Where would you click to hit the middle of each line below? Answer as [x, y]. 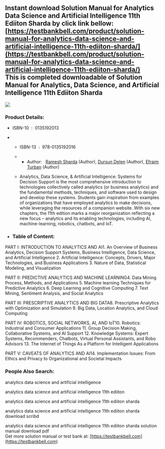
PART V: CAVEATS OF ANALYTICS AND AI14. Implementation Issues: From [80, 353]
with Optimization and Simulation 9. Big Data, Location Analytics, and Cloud [82, 308]
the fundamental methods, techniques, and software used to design [88, 192]
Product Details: [25, 117]
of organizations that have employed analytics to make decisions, [86, 203]
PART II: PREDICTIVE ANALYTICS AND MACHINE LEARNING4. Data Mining [81, 277]
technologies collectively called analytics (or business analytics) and [89, 187]
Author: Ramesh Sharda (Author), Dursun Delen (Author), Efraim [93, 162]
